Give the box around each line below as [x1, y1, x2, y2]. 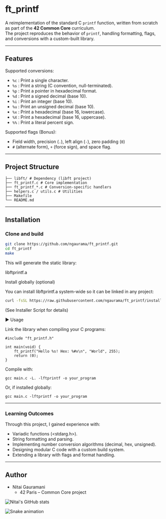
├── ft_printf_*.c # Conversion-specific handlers [5, 185, 112, 189]
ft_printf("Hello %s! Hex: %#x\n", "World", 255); [14, 349, 121, 354]
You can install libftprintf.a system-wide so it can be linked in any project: [5, 288, 154, 294]
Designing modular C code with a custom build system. [12, 447, 125, 453]
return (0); [14, 353, 39, 358]
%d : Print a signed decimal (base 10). [12, 93, 87, 99]
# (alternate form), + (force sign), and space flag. [12, 143, 112, 149]
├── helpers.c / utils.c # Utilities [5, 189, 83, 194]
